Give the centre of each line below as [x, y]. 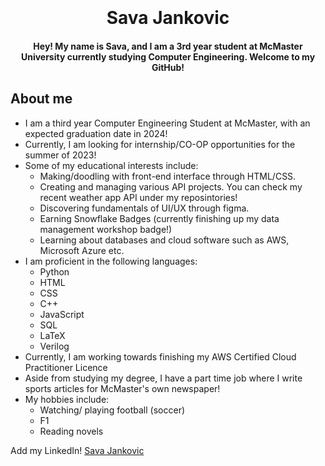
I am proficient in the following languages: [111, 261]
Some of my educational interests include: [111, 165]
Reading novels [71, 431]
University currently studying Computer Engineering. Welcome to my [168, 56]
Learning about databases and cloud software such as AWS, [164, 240]
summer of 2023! [60, 155]
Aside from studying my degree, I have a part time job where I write [163, 378]
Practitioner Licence [66, 367]
